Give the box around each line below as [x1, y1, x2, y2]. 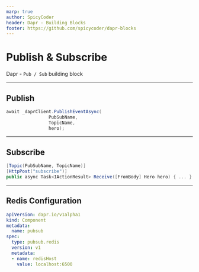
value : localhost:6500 [17, 261, 73, 267]
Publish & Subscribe [6, 51, 108, 64]
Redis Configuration [6, 196, 82, 206]
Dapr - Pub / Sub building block [6, 71, 83, 78]
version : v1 [11, 245, 41, 251]
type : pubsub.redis [11, 239, 60, 245]
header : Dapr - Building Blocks [6, 20, 86, 25]
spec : [6, 233, 20, 240]
